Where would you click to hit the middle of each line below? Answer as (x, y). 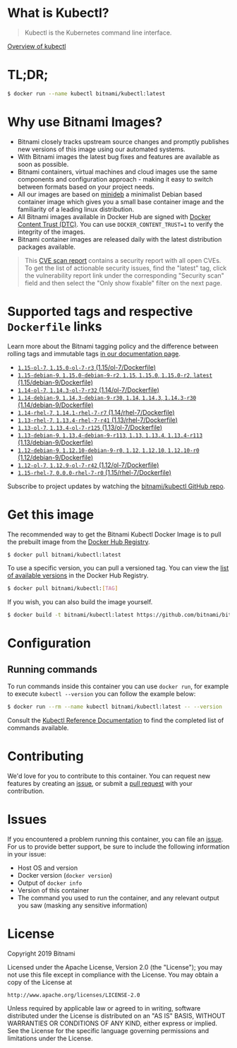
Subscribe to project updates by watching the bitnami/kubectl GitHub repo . (116, 486)
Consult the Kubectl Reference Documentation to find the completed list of (116, 720)
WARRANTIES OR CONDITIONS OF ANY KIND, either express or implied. (112, 1023)
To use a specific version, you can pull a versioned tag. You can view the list (118, 568)
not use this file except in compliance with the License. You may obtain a (113, 975)
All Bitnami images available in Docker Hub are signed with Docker (114, 216)
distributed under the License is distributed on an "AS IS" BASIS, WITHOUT (116, 1015)
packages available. (47, 247)
